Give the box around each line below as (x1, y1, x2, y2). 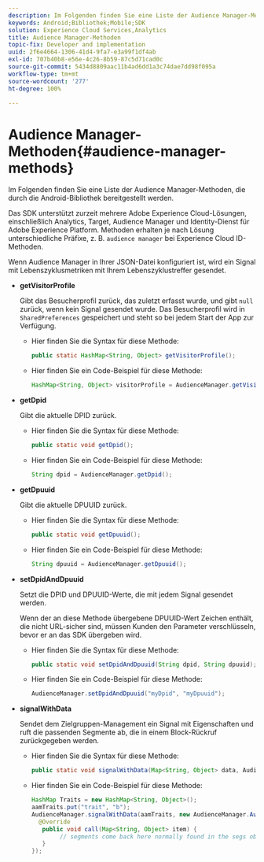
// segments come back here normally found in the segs (59, 832, 247, 841)
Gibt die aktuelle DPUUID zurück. (19, 500, 127, 509)
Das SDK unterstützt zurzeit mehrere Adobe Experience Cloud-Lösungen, (8, 209, 247, 218)
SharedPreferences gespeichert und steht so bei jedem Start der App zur (19, 313, 254, 323)
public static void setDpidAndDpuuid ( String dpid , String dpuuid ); (31, 660, 257, 668)
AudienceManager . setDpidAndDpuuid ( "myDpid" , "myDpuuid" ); (31, 690, 225, 697)
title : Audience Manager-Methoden (8, 33, 122, 42)
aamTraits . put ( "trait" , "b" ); (31, 804, 131, 812)
